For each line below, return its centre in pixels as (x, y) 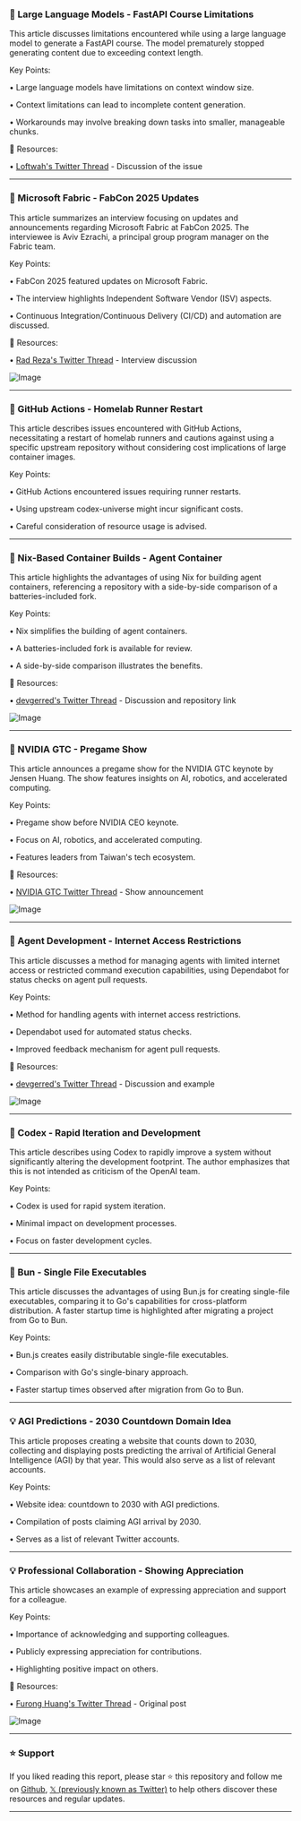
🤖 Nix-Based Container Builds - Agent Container (116, 557)
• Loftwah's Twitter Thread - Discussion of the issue (106, 167)
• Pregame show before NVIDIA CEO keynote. (94, 822)
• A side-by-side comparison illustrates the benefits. (106, 666)
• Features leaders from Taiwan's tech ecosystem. (103, 857)
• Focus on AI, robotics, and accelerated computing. (106, 840)
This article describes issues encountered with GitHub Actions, (125, 428)
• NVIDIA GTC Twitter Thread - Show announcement (107, 892)
